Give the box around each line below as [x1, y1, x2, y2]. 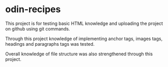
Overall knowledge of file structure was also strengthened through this [5, 51, 153, 57]
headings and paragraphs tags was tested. [5, 41, 95, 47]
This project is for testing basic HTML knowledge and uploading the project [5, 20, 163, 26]
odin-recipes [5, 4, 61, 15]
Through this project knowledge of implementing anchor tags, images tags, [5, 36, 163, 42]
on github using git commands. [5, 25, 70, 31]
